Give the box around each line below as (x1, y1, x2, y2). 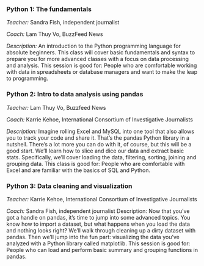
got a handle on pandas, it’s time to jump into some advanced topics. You (6, 214, 191, 221)
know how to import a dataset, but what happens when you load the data (6, 220, 191, 228)
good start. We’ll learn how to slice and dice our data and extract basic (6, 147, 184, 154)
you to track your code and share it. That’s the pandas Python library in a (6, 134, 190, 142)
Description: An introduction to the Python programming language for (6, 42, 181, 50)
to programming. (6, 75, 49, 82)
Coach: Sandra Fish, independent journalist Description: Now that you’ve (6, 207, 190, 215)
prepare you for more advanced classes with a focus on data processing (6, 56, 189, 63)
